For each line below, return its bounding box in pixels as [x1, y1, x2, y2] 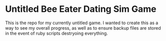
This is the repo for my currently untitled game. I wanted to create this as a [5, 20, 159, 26]
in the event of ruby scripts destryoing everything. [5, 30, 108, 36]
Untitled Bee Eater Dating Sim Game [5, 3, 157, 15]
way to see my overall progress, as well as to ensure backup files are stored [5, 25, 161, 31]
